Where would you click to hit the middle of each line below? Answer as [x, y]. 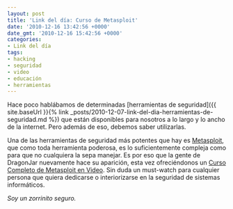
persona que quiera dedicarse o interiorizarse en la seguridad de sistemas [114, 178]
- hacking [22, 59]
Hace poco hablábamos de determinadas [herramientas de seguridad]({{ [112, 104]
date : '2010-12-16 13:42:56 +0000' [59, 26]
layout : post [26, 14]
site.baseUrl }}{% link [38, 112]
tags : [15, 53]
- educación [24, 78]
